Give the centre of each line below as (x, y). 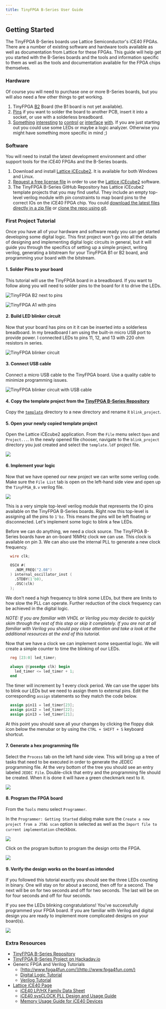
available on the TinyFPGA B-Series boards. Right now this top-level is (77, 511)
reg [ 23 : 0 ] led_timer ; (33, 657)
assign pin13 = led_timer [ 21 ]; (42, 714)
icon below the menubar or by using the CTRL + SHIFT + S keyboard (75, 729)
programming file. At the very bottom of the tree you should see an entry (80, 767)
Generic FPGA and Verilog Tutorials (49, 964)
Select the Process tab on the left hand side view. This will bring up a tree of (83, 757)
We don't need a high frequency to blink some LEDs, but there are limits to (81, 598)
